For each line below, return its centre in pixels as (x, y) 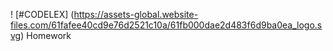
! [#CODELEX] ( (42, 14)
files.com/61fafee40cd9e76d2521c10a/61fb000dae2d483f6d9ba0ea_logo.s (166, 25)
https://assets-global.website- (136, 14)
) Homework (46, 35)
